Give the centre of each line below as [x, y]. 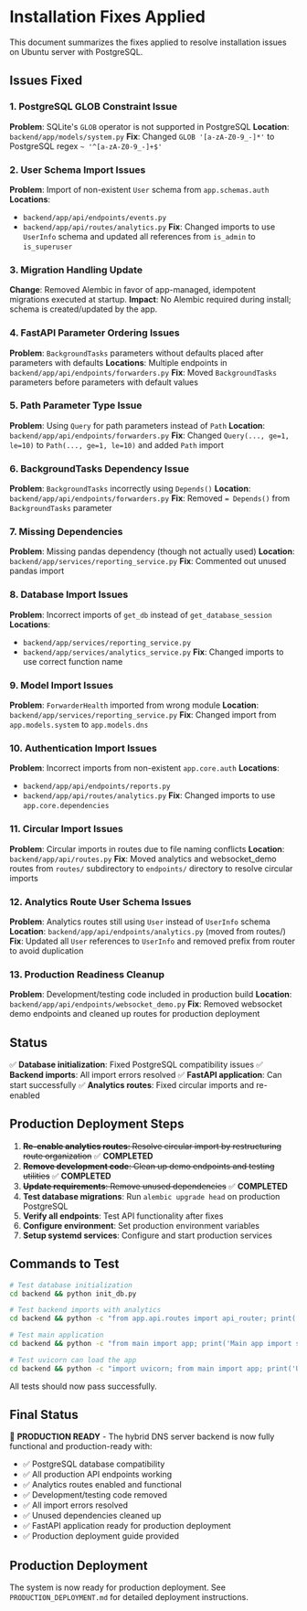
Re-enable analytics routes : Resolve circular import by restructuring [152, 1146]
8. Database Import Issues [69, 594]
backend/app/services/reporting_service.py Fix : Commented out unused [148, 561]
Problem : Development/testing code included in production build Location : [151, 995]
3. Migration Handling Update [76, 270]
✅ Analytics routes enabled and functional [102, 1485]
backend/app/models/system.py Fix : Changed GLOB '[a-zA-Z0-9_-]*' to [142, 136]
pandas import [37, 571]
